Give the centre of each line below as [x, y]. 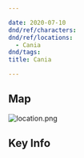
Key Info [29, 143]
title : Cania [30, 60]
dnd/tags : [25, 53]
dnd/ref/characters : [43, 30]
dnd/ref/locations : [41, 38]
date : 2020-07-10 [37, 22]
